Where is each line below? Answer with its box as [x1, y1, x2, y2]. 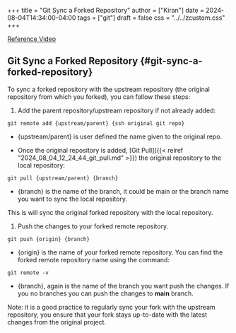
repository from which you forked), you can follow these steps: [7, 92, 191, 101]
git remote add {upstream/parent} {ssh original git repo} [7, 119, 185, 127]
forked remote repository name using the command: [17, 255, 170, 264]
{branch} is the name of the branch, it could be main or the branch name [17, 187, 229, 195]
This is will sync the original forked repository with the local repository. [7, 208, 213, 216]
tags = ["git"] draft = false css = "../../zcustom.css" [77, 13, 225, 22]
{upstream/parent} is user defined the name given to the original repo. [17, 132, 223, 141]
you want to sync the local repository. [17, 194, 127, 203]
